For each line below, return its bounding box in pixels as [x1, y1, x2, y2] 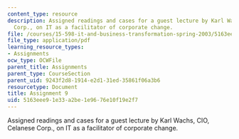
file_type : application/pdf [7, 37, 91, 44]
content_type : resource [7, 10, 78, 18]
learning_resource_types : [7, 43, 84, 51]
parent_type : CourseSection [7, 70, 91, 77]
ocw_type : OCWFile [7, 57, 62, 64]
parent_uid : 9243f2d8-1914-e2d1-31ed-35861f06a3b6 [7, 76, 161, 84]
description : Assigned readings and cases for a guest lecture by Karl [7, 17, 224, 24]
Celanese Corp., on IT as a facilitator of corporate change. [7, 124, 179, 132]
